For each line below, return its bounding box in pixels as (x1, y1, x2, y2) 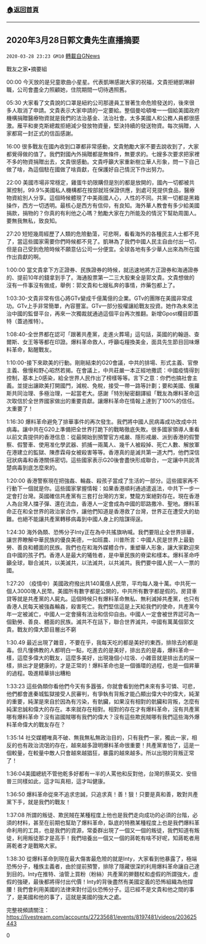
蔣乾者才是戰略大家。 (6, 842, 60, 850)
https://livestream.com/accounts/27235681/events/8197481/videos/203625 (6, 913, 197, 921)
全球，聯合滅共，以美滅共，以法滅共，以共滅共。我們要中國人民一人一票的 (11, 559, 200, 567)
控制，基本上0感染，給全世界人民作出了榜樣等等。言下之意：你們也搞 (6, 374, 182, 382)
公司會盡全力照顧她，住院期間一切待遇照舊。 (17, 86, 130, 93)
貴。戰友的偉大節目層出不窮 (6, 626, 77, 633)
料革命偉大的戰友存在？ (6, 721, 66, 728)
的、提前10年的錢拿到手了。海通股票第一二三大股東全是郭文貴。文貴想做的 (6, 274, 195, 282)
